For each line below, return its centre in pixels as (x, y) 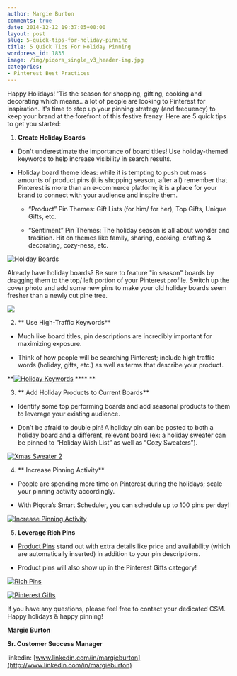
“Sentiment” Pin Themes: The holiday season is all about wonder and (129, 230)
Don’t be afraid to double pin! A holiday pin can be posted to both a (115, 427)
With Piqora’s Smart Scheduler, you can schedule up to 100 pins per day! (123, 505)
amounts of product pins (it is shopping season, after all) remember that (122, 180)
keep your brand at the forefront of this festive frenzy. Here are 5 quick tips (117, 116)
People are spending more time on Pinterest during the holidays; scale (120, 484)
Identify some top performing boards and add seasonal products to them (124, 406)
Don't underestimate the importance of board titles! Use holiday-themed (123, 151)
